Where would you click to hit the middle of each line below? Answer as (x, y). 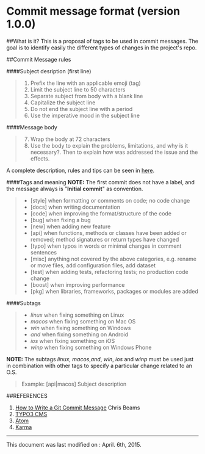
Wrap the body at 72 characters (70, 139)
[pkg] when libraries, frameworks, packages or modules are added (114, 291)
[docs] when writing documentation (75, 207)
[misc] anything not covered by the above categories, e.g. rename (113, 259)
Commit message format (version (93, 11)
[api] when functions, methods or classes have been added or (109, 232)
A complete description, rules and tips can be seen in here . (81, 170)
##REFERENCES (27, 395)
